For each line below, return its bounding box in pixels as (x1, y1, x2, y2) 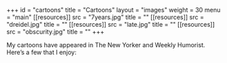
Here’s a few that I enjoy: (6, 48, 77, 56)
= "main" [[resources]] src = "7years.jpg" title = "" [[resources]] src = (6, 13, 204, 21)
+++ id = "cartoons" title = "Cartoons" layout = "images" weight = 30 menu (6, 6, 221, 14)
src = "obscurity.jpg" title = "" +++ (6, 27, 105, 36)
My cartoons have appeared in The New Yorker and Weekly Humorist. (6, 41, 206, 49)
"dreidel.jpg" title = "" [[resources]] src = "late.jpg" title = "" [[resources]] (6, 21, 215, 28)
